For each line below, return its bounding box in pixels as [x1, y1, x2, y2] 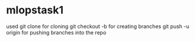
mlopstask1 [6, 3, 64, 17]
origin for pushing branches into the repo [6, 29, 107, 36]
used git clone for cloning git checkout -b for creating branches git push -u [6, 23, 190, 30]
